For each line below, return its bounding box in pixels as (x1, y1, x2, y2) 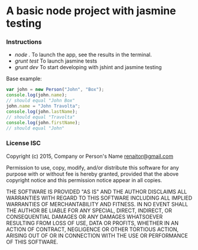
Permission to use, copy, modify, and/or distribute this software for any (6, 164, 179, 171)
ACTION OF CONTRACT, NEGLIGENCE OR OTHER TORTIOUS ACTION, (6, 226, 179, 233)
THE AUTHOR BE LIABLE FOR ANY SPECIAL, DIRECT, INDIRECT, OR (6, 207, 173, 214)
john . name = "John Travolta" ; (6, 103, 81, 109)
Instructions (6, 38, 43, 46)
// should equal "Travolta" (6, 114, 76, 120)
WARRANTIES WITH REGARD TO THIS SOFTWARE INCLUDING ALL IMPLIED (6, 194, 193, 202)
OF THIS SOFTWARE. (6, 238, 59, 245)
